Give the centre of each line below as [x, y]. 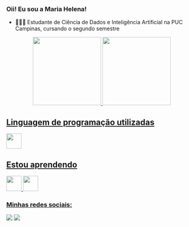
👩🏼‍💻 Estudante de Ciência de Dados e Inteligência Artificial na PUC [99, 22]
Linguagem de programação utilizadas [80, 122]
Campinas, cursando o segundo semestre [67, 28]
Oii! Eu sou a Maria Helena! [47, 9]
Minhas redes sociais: [39, 205]
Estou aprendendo [42, 164]
